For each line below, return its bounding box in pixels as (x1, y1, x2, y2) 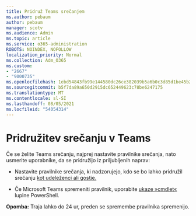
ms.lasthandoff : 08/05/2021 (6, 100, 75, 107)
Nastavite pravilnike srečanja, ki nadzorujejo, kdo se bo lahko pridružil (14, 168, 183, 175)
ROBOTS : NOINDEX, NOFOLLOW (6, 47, 72, 53)
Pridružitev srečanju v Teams (6, 131, 151, 145)
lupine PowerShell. (14, 192, 60, 199)
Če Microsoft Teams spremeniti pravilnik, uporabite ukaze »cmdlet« (14, 186, 177, 193)
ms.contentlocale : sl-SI (6, 95, 66, 101)
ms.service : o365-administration (6, 41, 87, 47)
